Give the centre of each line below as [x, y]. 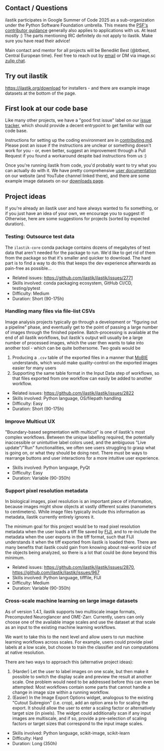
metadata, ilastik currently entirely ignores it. [50, 517]
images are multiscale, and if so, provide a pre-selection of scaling [79, 718]
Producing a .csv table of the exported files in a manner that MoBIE [80, 357]
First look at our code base [47, 109]
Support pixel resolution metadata [47, 491]
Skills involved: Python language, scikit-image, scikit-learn [71, 733]
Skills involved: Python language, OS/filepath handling [67, 398]
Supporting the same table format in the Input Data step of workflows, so [86, 373]
